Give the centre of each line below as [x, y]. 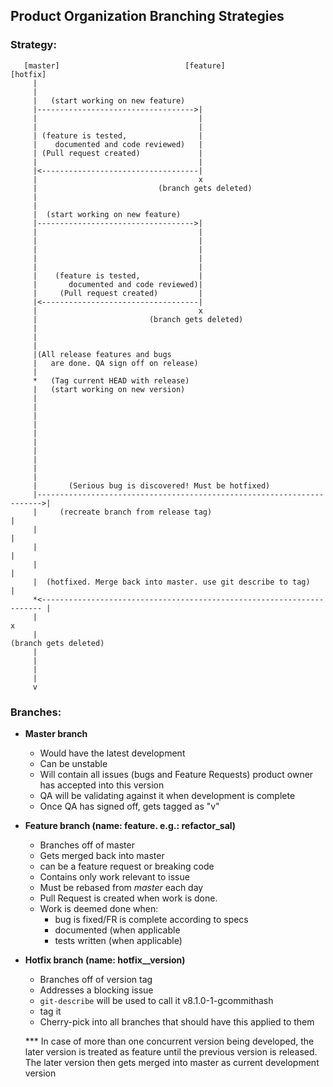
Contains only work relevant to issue [114, 876]
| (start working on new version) [109, 389]
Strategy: [33, 45]
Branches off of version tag [96, 979]
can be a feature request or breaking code [127, 866]
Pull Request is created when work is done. [128, 898]
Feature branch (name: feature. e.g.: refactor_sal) [130, 825]
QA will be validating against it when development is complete [167, 795]
